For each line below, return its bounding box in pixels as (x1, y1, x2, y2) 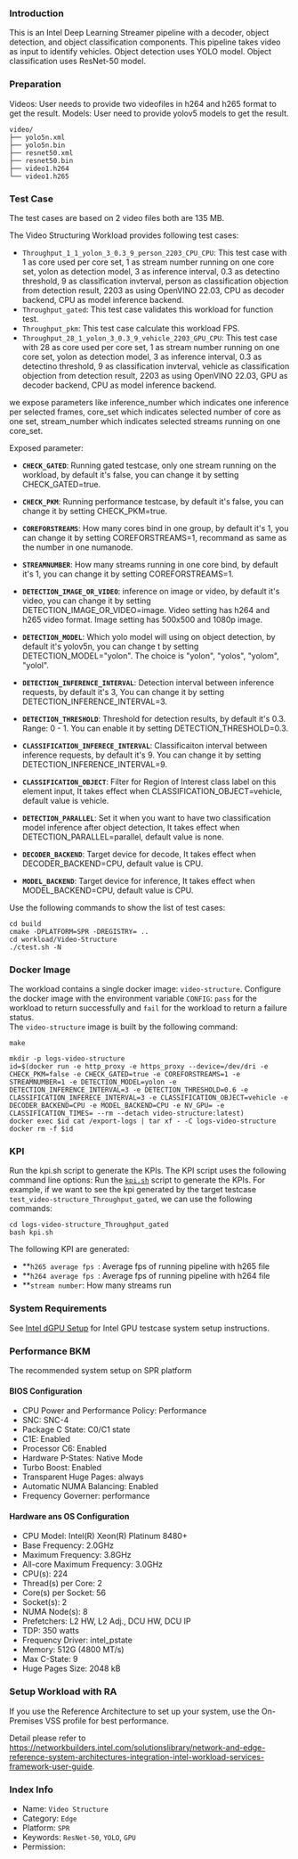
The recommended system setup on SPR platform (9, 1365, 193, 1376)
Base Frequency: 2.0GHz (21, 1540, 114, 1551)
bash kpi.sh (9, 1228, 53, 1237)
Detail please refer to (9, 1732, 86, 1743)
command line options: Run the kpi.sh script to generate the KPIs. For (9, 1175, 265, 1185)
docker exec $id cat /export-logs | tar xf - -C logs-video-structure (9, 1117, 277, 1126)
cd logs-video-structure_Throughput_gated (9, 1220, 169, 1230)
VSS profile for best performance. (44, 1715, 169, 1726)
